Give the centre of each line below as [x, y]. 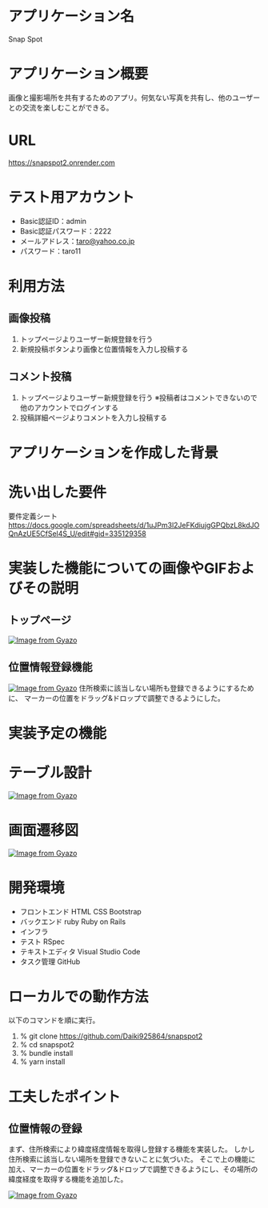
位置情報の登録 [45, 1129]
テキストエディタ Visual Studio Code [80, 951]
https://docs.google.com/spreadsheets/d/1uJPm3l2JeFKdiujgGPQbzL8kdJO [134, 525]
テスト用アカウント [72, 198]
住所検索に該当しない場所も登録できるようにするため [166, 688]
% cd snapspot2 [47, 1045]
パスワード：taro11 [50, 251]
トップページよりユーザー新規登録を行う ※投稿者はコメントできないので [138, 398]
